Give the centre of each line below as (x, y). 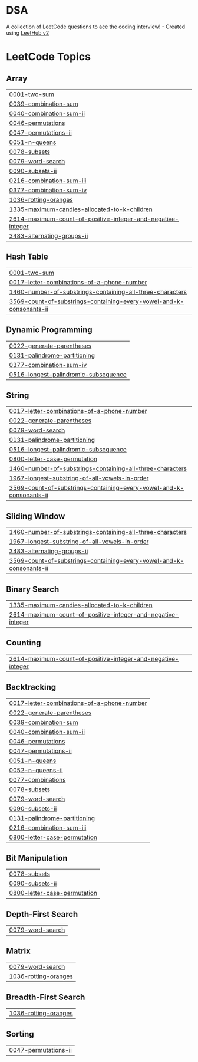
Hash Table (27, 257)
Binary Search (33, 589)
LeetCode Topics (49, 57)
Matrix (18, 951)
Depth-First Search (42, 914)
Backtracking (31, 687)
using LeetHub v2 (28, 32)
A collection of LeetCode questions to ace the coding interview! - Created (96, 27)
